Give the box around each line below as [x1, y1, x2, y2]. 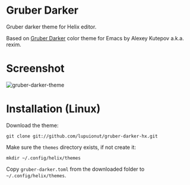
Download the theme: [6, 122, 59, 129]
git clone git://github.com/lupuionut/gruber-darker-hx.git [6, 133, 159, 139]
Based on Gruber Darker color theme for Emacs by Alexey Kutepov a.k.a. [6, 34, 184, 42]
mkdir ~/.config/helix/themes [6, 155, 81, 161]
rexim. [6, 41, 22, 48]
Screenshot [6, 62, 65, 75]
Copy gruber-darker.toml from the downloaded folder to [6, 165, 145, 173]
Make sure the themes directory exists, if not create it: [6, 143, 137, 151]
